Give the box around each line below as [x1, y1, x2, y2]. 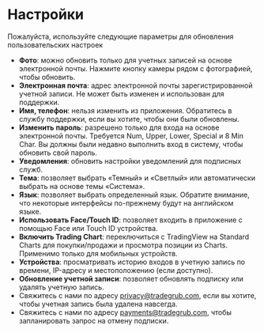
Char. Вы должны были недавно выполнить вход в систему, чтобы [18, 139, 243, 149]
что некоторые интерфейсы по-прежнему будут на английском [18, 198, 234, 207]
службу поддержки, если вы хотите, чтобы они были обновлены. [18, 114, 240, 123]
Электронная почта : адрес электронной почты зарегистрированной [18, 81, 253, 90]
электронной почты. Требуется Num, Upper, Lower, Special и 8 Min [18, 131, 244, 140]
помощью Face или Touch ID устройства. [18, 223, 159, 233]
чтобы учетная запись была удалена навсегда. [18, 299, 178, 308]
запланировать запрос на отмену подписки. [18, 316, 169, 325]
